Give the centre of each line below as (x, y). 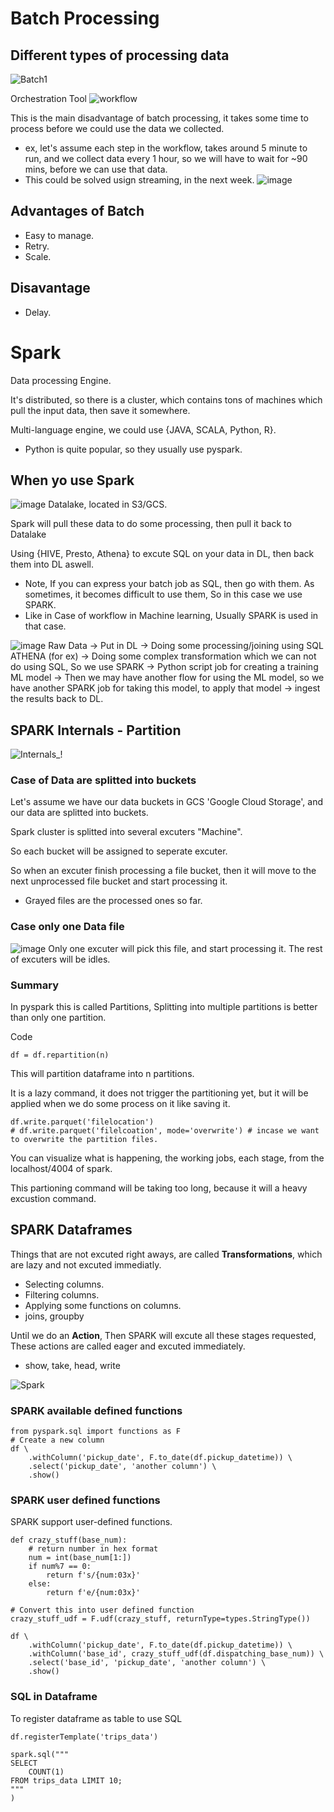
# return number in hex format (93, 1549)
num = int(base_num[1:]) (80, 1558)
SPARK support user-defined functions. (91, 1522)
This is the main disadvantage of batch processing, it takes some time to (159, 118)
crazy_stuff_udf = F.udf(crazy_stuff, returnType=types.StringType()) (160, 1619)
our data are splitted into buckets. (79, 813)
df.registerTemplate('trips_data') (84, 1737)
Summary (35, 985)
